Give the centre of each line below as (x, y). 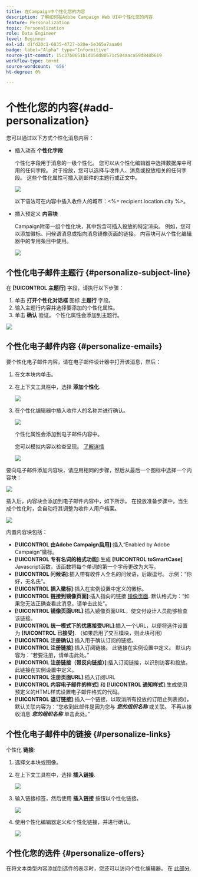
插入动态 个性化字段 (39, 150)
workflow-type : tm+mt (33, 61)
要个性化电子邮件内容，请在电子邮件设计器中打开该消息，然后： (83, 362)
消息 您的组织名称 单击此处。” (55, 714)
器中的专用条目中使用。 (43, 241)
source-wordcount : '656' (37, 66)
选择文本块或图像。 (38, 762)
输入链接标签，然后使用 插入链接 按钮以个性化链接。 (78, 798)
